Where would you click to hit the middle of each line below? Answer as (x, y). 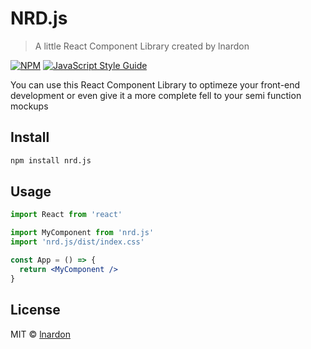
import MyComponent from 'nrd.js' (82, 233)
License (35, 310)
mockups (29, 106)
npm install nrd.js (51, 160)
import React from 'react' (66, 215)
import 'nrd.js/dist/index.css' (77, 242)
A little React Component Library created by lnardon (142, 46)
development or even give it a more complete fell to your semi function (156, 95)
